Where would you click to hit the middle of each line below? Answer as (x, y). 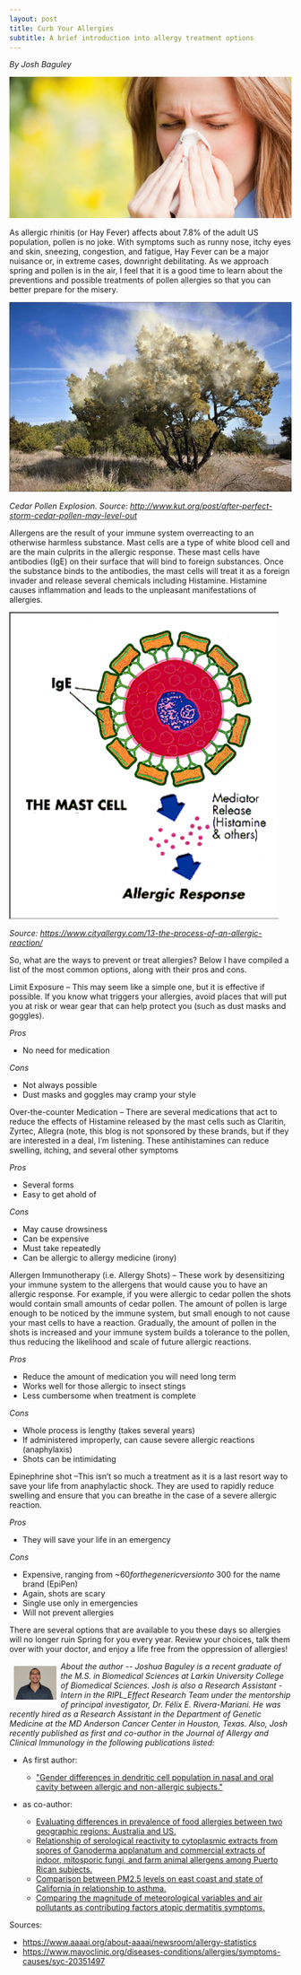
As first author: (50, 1760)
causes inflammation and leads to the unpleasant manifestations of (133, 590)
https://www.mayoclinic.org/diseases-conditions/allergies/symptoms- (151, 1952)
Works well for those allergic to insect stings (104, 1386)
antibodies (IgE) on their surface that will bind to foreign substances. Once (146, 561)
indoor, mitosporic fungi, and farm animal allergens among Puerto (157, 1859)
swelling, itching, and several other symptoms (94, 1150)
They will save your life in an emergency (97, 1539)
